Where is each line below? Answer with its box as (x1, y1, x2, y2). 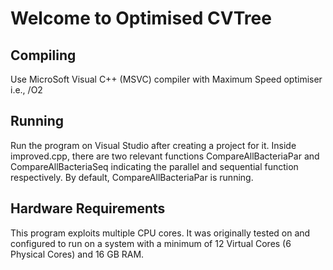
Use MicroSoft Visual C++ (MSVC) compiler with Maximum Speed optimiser (10, 73, 323, 85)
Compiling (10, 47, 77, 64)
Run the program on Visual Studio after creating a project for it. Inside (10, 139, 297, 151)
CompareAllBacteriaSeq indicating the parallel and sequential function (10, 160, 299, 172)
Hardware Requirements (10, 200, 166, 217)
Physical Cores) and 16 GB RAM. (10, 248, 145, 260)
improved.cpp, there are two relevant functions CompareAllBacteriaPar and (10, 150, 320, 162)
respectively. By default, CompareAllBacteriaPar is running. (10, 171, 254, 183)
